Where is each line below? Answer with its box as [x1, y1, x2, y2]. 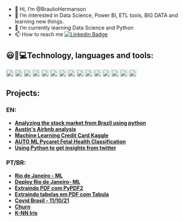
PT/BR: [6, 159, 26, 167]
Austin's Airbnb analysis [14, 125, 76, 132]
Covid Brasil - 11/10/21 [14, 197, 69, 204]
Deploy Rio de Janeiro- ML [14, 178, 81, 185]
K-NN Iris [14, 209, 38, 216]
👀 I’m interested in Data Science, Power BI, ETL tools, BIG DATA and [14, 12, 178, 19]
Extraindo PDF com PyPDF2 [14, 185, 84, 192]
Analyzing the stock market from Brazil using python [14, 119, 147, 126]
